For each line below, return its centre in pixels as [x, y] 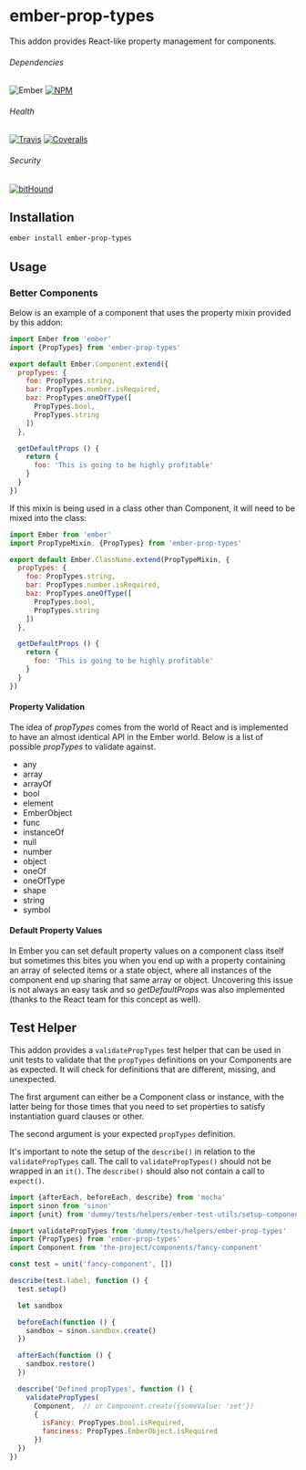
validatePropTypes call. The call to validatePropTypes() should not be [140, 1161]
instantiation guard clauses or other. [77, 1116]
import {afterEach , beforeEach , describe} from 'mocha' [117, 1197]
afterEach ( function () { [65, 1356]
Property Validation [47, 707]
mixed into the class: [48, 517]
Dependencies [36, 62]
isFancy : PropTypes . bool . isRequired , [113, 1423]
